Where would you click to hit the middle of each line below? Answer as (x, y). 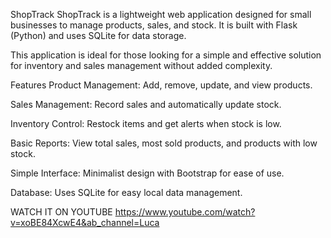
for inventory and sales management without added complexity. (141, 65)
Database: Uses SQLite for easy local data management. (126, 192)
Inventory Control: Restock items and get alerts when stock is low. (146, 123)
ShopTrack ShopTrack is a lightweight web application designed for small (161, 14)
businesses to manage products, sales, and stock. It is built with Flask (154, 25)
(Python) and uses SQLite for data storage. (98, 35)
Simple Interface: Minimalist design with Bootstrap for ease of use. (147, 173)
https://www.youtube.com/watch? (185, 212)
